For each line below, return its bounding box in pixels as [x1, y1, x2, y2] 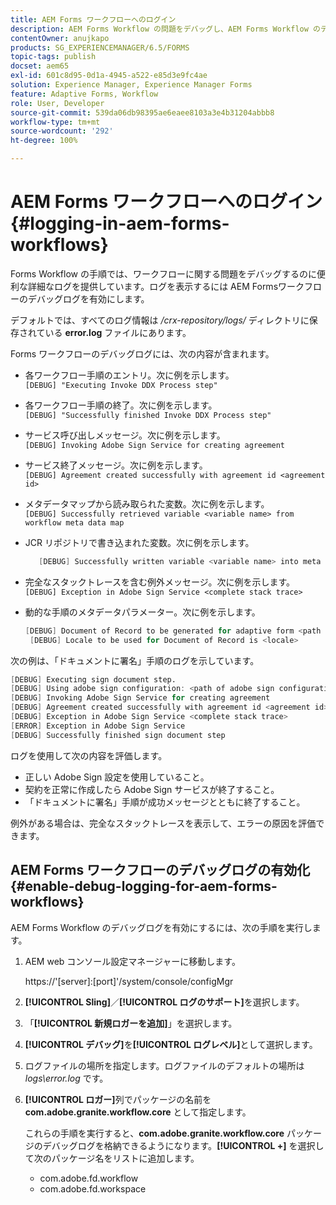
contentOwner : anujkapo [10, 33, 110, 43]
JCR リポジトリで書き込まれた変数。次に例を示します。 [24, 536, 255, 548]
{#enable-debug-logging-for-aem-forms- [10, 878, 278, 895]
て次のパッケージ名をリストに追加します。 [24, 1152, 200, 1164]
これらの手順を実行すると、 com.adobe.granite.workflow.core [24, 1127, 285, 1139]
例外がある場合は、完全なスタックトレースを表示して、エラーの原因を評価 [10, 817, 317, 829]
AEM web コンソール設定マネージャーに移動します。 [24, 955, 241, 967]
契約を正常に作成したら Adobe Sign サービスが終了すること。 [24, 783, 280, 795]
